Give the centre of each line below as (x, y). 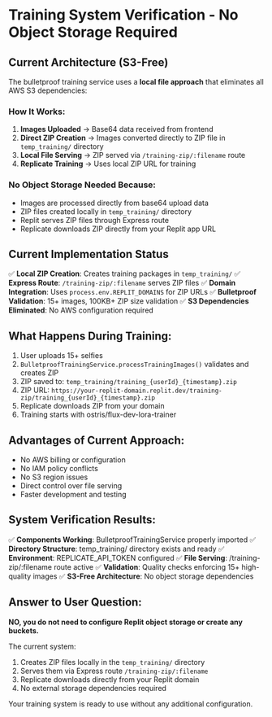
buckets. (24, 630)
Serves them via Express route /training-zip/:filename (114, 671)
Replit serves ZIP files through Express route (94, 220)
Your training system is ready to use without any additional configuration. (131, 704)
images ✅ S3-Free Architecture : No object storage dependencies (143, 576)
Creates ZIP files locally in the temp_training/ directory (112, 662)
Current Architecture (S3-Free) (89, 62)
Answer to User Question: (75, 603)
